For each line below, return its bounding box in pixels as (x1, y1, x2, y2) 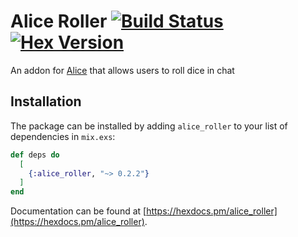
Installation (10, 93, 82, 110)
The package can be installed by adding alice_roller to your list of (10, 120, 288, 132)
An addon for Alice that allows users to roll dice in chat (10, 64, 235, 76)
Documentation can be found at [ (10, 205, 147, 217)
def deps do (10, 150, 60, 160)
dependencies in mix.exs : (10, 130, 116, 142)
